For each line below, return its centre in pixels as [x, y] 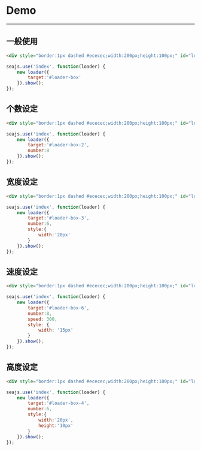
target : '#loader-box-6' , [59, 308]
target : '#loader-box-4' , [59, 403]
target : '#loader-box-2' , [59, 145]
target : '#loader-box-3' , [59, 218]
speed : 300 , [43, 319]
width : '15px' [56, 330]
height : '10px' [56, 426]
